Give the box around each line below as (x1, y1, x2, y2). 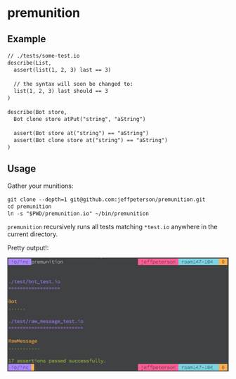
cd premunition (7, 203, 52, 210)
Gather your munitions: (7, 181, 74, 190)
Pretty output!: (7, 243, 49, 252)
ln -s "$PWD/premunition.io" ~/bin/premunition (7, 210, 150, 217)
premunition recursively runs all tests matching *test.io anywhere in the (7, 222, 218, 231)
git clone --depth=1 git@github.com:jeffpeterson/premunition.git (7, 195, 206, 203)
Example (7, 33, 46, 45)
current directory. (7, 230, 58, 238)
